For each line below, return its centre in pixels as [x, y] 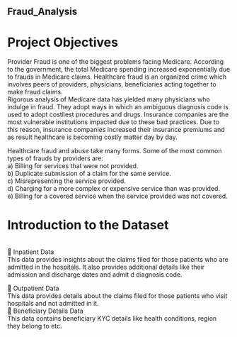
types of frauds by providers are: [56, 158]
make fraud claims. [35, 92]
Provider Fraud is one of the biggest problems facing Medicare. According [116, 62]
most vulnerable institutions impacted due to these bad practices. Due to [113, 122]
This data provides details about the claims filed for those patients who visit [117, 296]
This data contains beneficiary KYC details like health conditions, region [112, 319]
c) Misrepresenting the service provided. [67, 181]
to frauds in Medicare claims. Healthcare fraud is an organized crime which [117, 77]
